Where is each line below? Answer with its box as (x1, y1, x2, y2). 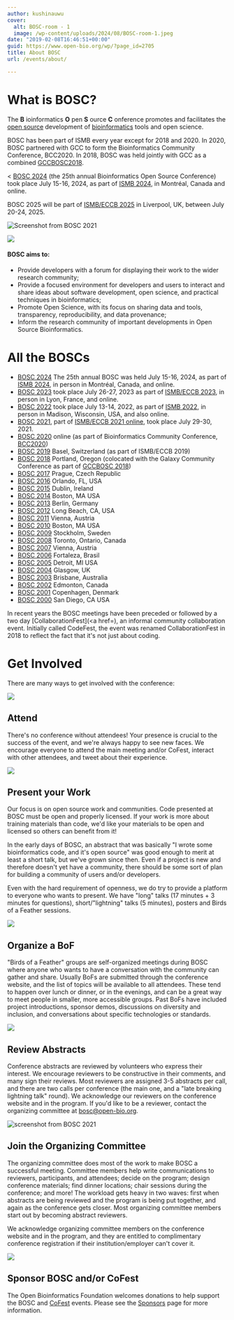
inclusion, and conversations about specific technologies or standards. (7, 1010, 211, 1019)
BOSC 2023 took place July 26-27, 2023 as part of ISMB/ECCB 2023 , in (17, 387, 225, 396)
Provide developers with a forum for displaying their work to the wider (17, 266, 219, 274)
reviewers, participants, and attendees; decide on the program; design (7, 1173, 210, 1182)
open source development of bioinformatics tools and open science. (7, 122, 204, 131)
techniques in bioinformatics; (17, 295, 101, 304)
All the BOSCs (7, 350, 90, 365)
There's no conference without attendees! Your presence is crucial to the (7, 731, 218, 739)
